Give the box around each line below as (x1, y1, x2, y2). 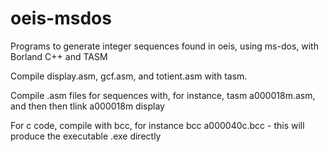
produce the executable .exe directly (10, 130, 162, 142)
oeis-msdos (10, 7, 112, 30)
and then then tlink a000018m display (10, 100, 165, 112)
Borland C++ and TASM (10, 50, 108, 62)
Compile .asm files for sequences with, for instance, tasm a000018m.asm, (10, 89, 316, 101)
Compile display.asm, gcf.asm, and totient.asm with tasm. (10, 70, 248, 82)
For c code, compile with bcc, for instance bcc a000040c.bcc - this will (10, 119, 305, 131)
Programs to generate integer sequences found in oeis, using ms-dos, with (10, 40, 319, 52)
